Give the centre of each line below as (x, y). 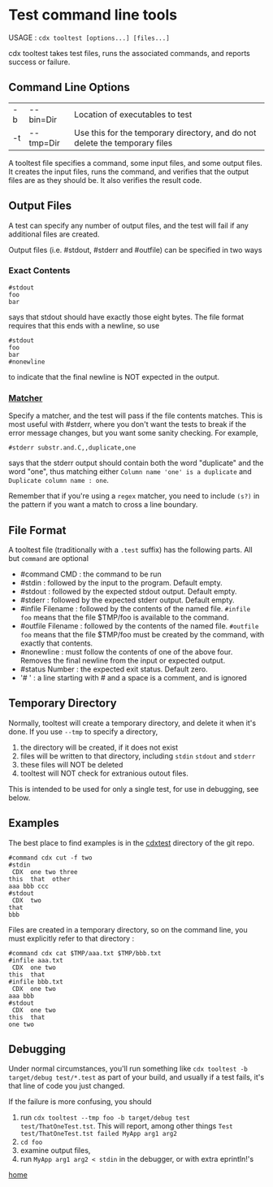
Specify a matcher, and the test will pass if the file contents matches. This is (136, 415)
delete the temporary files (123, 142)
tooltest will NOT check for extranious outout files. (104, 773)
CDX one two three (45, 872)
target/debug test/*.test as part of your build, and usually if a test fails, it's (136, 1077)
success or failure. (39, 62)
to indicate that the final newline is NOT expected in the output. (114, 376)
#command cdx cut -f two (50, 858)
